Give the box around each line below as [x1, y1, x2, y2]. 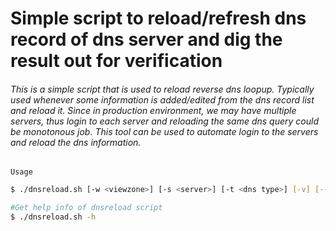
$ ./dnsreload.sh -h [10, 212, 97, 222]
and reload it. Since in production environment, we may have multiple [10, 104, 297, 116]
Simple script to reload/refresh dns [10, 7, 307, 30]
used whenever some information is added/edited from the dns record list [10, 93, 315, 106]
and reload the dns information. [10, 136, 142, 148]
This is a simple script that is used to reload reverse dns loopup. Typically [10, 83, 315, 95]
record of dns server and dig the [10, 28, 283, 51]
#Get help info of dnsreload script [10, 203, 163, 213]
